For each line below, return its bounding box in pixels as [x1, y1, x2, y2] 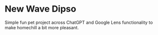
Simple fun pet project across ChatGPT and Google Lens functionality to [4, 19, 153, 25]
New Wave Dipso [4, 3, 77, 15]
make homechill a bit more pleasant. [4, 24, 79, 30]
